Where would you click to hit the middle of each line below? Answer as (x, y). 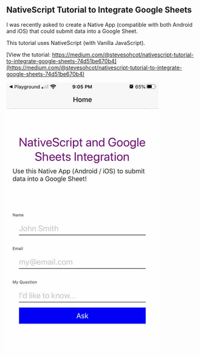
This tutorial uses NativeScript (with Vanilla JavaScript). (76, 42)
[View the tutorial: (29, 55)
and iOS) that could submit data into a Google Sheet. (72, 31)
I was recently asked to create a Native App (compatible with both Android (99, 24)
